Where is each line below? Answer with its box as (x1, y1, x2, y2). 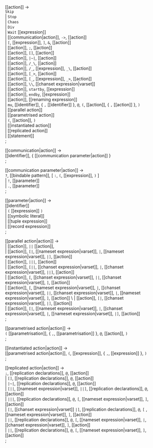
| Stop (5, 14, 17, 19)
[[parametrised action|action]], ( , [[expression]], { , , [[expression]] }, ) (5, 350, 147, 356)
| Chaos (5, 19, 19, 24)
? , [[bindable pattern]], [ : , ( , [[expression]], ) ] (5, 173, 99, 178)
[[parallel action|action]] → (5, 238, 59, 244)
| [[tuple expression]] (5, 218, 48, 224)
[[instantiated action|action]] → (5, 345, 68, 351)
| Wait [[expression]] (5, 29, 46, 35)
